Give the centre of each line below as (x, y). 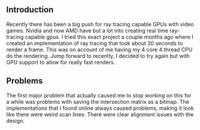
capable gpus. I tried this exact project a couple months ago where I (109, 37)
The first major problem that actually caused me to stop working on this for (99, 95)
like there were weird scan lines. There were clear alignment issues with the (100, 114)
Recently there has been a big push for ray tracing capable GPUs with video (100, 24)
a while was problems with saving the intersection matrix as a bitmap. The (98, 101)
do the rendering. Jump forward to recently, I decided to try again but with (98, 55)
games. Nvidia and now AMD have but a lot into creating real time (87, 30)
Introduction (30, 10)
